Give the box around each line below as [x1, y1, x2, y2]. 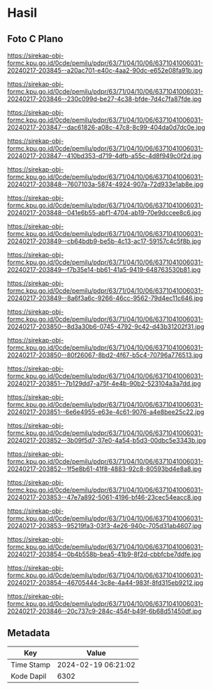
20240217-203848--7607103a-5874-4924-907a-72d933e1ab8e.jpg [7, 180, 204, 188]
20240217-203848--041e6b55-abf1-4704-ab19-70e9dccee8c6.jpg [7, 209, 201, 216]
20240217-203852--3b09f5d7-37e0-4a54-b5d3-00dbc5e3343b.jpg [7, 436, 206, 444]
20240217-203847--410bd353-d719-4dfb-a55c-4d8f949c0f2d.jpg [7, 152, 202, 160]
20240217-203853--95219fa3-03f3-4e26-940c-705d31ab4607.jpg [7, 522, 202, 530]
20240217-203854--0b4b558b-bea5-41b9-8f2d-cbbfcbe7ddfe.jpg [7, 550, 201, 558]
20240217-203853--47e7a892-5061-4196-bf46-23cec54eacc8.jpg [7, 493, 202, 502]
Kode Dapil [10, 671, 47, 681]
